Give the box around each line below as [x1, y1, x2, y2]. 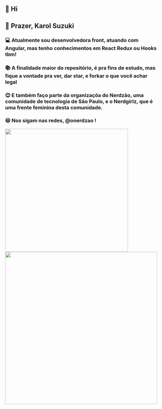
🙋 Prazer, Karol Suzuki [5, 22, 75, 30]
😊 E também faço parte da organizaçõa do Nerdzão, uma [5, 92, 144, 98]
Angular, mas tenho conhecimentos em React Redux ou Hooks [5, 45, 157, 52]
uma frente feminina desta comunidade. [5, 104, 103, 111]
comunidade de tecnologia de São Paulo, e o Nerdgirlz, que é [5, 98, 153, 105]
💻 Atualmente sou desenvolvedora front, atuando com [5, 36, 139, 43]
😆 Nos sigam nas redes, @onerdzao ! [5, 117, 97, 124]
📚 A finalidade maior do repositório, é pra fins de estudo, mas [5, 64, 156, 71]
